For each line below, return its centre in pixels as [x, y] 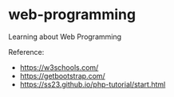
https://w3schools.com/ [59, 67]
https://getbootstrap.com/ [62, 76]
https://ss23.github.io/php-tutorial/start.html [93, 84]
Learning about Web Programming [65, 37]
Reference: [26, 52]
